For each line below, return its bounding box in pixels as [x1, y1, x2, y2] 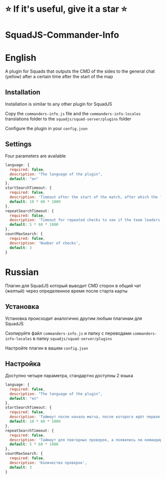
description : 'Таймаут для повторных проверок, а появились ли [9, 437, 142, 442]
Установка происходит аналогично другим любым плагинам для [5, 315, 142, 321]
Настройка [5, 359, 41, 368]
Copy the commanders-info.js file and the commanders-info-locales [5, 111, 141, 117]
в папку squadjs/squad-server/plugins [33, 336, 112, 342]
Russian [5, 266, 39, 278]
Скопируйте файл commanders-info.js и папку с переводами [5, 330, 132, 336]
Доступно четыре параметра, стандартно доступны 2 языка [5, 373, 133, 378]
